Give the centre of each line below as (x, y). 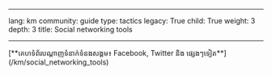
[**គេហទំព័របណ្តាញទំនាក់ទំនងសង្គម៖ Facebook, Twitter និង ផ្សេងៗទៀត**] (117, 53)
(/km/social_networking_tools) (59, 62)
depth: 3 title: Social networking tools (70, 29)
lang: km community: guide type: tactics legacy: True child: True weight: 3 (132, 21)
